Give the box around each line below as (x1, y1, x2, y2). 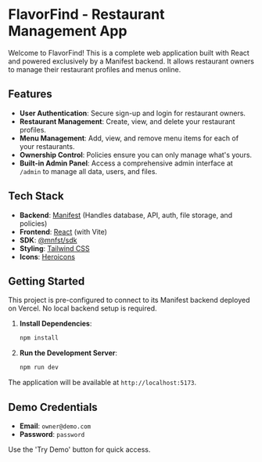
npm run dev (19, 363, 59, 372)
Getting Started (8, 275, 85, 288)
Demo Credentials (8, 400, 98, 413)
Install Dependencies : (19, 319, 92, 329)
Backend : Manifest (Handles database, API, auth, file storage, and (19, 210, 233, 220)
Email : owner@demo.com (19, 421, 92, 431)
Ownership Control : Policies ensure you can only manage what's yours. (19, 150, 253, 159)
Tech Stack (8, 190, 64, 203)
